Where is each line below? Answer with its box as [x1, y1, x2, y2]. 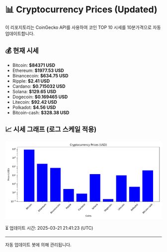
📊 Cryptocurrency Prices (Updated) [5, 4, 158, 15]
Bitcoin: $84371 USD [12, 62, 56, 68]
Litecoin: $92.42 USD [12, 99, 57, 105]
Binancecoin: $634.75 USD [12, 72, 69, 78]
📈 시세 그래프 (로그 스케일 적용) [5, 125, 97, 134]
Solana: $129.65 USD [12, 88, 57, 94]
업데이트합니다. [5, 30, 35, 36]
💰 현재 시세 [5, 47, 39, 55]
